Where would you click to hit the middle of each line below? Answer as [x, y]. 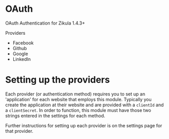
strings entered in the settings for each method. [55, 115]
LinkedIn [22, 59]
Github [20, 48]
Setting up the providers [58, 80]
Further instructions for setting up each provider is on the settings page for [84, 125]
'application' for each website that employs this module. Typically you [78, 99]
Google [20, 54]
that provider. [19, 131]
